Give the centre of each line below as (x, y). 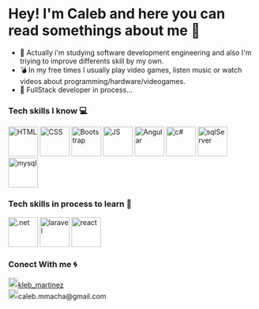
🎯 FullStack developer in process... (76, 90)
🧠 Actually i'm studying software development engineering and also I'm (135, 52)
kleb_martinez (41, 284)
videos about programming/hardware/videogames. (102, 81)
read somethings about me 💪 (104, 31)
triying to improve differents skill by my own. (92, 61)
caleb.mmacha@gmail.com (62, 296)
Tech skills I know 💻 (48, 110)
